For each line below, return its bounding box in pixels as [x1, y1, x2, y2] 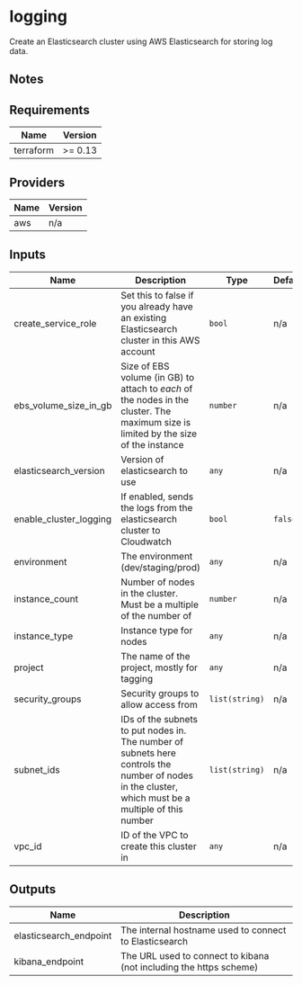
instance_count [13, 592, 79, 604]
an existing [120, 311, 167, 324]
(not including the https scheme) [120, 961, 259, 973]
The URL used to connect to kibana [120, 949, 270, 962]
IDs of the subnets [120, 712, 198, 725]
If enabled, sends [120, 490, 194, 503]
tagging [120, 672, 154, 685]
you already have [120, 300, 193, 312]
